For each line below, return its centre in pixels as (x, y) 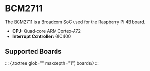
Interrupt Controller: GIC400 (41, 36)
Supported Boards (33, 51)
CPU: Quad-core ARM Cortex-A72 (47, 31)
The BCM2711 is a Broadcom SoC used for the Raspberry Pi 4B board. (75, 22)
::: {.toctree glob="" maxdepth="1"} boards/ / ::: (52, 63)
